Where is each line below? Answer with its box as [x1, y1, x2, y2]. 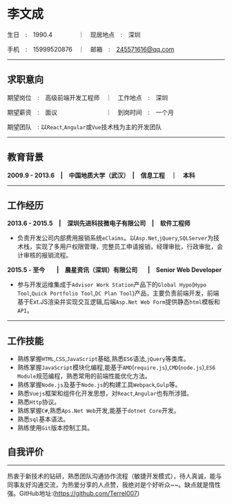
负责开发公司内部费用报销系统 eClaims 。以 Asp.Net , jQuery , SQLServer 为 [17, 234, 214, 242]
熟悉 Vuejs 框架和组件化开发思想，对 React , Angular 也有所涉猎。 [17, 389, 193, 398]
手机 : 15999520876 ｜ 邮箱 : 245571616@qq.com [7, 45, 175, 53]
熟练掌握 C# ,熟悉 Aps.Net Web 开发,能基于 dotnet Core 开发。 [17, 407, 180, 415]
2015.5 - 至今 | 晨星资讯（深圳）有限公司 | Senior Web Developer [7, 266, 222, 274]
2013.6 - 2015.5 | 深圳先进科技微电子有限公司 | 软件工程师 [7, 219, 191, 228]
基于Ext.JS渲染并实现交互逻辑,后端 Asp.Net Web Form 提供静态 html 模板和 [17, 298, 220, 306]
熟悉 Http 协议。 [17, 398, 61, 406]
